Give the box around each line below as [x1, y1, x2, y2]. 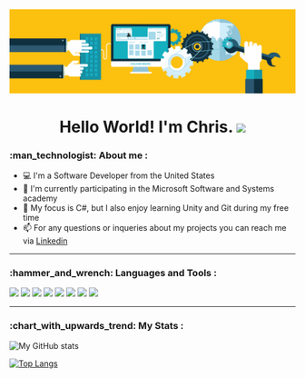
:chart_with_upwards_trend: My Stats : [9, 320, 184, 333]
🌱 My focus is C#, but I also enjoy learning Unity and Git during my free [22, 203, 289, 214]
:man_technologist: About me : [9, 149, 148, 162]
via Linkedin [22, 235, 68, 246]
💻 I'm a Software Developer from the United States [22, 170, 215, 181]
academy [22, 193, 58, 204]
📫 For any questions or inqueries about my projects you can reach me [22, 223, 287, 234]
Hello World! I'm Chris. [58, 116, 233, 137]
